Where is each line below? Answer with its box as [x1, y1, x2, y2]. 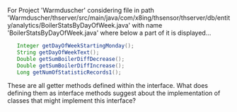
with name [132, 21, 163, 29]
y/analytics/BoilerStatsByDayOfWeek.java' [7, 21, 131, 29]
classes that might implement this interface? [7, 96, 137, 105]
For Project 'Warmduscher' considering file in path [7, 6, 154, 14]
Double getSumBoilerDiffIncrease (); [16, 62, 125, 69]
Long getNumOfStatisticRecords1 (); [16, 69, 122, 76]
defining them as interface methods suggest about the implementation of [7, 89, 221, 98]
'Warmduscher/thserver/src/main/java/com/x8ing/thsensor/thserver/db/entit [7, 13, 231, 22]
